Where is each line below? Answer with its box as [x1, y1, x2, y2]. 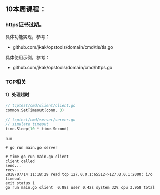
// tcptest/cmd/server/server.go [5, 117, 76, 122]
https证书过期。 [5, 21, 45, 28]
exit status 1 [5, 181, 35, 186]
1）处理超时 [5, 92, 30, 98]
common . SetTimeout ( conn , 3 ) [5, 108, 65, 113]
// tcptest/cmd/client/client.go [5, 103, 76, 108]
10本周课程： [5, 5, 47, 14]
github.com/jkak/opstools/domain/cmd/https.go [12, 64, 113, 70]
